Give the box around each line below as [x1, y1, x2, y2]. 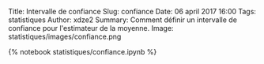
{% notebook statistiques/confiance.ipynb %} [8, 47, 157, 56]
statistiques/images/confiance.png [8, 32, 122, 41]
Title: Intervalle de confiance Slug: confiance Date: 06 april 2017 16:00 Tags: [8, 7, 257, 16]
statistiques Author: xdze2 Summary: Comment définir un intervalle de [8, 15, 237, 24]
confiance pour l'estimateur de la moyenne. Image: [8, 24, 174, 32]
